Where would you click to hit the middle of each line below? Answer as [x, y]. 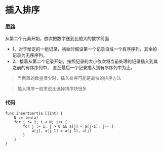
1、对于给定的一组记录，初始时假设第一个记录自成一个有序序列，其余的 [84, 49]
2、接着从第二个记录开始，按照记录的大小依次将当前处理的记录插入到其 [85, 61]
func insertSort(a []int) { [34, 113]
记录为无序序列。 [30, 55]
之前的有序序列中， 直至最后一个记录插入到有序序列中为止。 [73, 68]
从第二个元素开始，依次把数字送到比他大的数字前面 [57, 39]
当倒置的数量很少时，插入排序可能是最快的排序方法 [69, 78]
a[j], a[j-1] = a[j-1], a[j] [61, 131]
